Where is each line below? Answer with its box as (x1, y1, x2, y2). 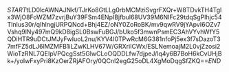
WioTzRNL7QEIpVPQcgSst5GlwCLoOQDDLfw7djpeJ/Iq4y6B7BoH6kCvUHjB (7, 49, 222, 58)
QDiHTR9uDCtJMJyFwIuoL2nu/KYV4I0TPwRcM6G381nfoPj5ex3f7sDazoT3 (7, 35, 221, 43)
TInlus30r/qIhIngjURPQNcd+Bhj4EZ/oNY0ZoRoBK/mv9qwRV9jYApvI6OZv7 (7, 21, 221, 28)
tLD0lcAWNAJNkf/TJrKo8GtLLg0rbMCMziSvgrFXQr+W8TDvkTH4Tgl (26, 6, 222, 14)
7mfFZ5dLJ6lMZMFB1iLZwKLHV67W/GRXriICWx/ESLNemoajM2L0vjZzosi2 (7, 43, 221, 50)
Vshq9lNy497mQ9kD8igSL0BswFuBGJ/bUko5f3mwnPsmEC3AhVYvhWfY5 (7, 27, 220, 36)
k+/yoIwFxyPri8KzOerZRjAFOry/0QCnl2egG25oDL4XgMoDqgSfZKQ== (7, 57, 208, 64)
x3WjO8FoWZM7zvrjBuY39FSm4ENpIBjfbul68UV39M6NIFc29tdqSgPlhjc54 (7, 13, 222, 21)
